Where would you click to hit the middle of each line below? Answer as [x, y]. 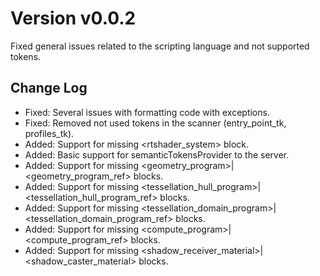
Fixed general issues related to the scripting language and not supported [160, 46]
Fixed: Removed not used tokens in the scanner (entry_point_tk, [155, 123]
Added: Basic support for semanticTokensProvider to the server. [157, 154]
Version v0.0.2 [73, 18]
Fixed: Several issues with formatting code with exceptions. [147, 112]
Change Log [49, 88]
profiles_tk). [49, 133]
